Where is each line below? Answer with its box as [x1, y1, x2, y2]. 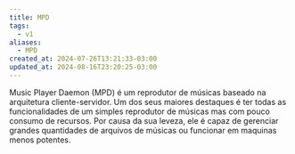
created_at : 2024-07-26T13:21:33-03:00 [9, 54, 158, 63]
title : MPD [9, 12, 50, 22]
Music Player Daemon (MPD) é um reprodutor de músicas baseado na [9, 86, 266, 98]
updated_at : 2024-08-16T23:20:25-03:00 [9, 63, 158, 72]
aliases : [9, 37, 42, 47]
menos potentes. [9, 134, 71, 145]
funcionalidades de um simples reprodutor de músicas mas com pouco [9, 106, 270, 117]
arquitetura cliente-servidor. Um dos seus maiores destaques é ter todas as [9, 96, 287, 107]
